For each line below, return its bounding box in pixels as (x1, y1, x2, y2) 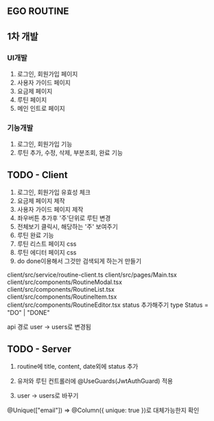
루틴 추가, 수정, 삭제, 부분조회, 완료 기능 (16, 149, 123, 157)
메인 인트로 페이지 (16, 105, 65, 113)
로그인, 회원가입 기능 (16, 140, 73, 149)
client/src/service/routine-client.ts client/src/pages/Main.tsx (7, 271, 177, 279)
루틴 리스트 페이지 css (16, 240, 77, 248)
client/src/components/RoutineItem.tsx (7, 292, 117, 301)
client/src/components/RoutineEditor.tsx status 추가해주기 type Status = (7, 301, 209, 309)
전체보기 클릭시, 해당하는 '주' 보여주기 (16, 223, 119, 231)
